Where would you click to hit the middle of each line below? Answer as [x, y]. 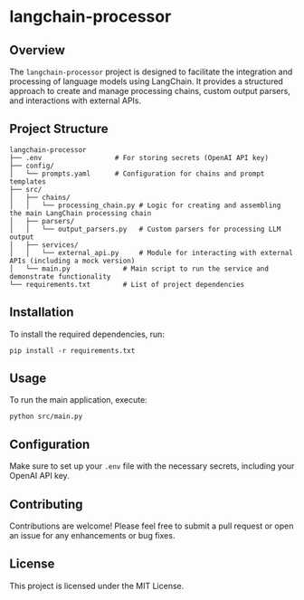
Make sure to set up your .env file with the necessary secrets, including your [152, 466]
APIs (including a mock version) [72, 261]
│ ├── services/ [44, 245]
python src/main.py [46, 417]
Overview [38, 50]
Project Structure [59, 129]
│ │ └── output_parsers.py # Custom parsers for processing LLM [145, 229]
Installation [42, 313]
